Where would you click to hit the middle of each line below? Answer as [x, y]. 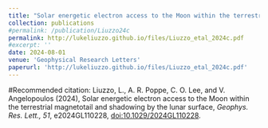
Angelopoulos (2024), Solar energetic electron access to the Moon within [129, 98]
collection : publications [51, 23]
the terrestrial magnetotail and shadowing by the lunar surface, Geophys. [128, 107]
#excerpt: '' [30, 45]
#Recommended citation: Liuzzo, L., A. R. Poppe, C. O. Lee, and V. [117, 90]
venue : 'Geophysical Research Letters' [75, 60]
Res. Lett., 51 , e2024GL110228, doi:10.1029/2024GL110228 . [104, 115]
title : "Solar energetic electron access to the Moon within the [119, 16]
